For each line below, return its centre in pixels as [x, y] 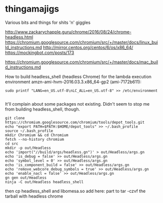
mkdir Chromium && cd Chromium [37, 135]
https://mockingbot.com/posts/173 [40, 53]
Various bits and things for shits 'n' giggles [48, 22]
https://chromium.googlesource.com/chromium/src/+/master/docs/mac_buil [81, 62]
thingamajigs [32, 9]
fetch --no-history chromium [35, 139]
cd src [12, 144]
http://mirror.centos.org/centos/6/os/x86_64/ [88, 47]
